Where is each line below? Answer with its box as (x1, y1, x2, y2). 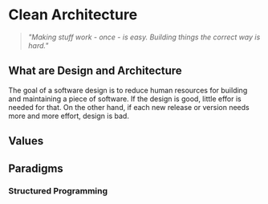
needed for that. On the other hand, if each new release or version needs (8, 102, 250, 112)
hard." (27, 40, 49, 50)
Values (8, 134, 44, 148)
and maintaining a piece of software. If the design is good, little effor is (8, 94, 242, 104)
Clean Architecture (8, 6, 138, 24)
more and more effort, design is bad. (8, 111, 130, 120)
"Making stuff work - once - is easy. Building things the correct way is (27, 32, 261, 42)
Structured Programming (8, 186, 108, 197)
